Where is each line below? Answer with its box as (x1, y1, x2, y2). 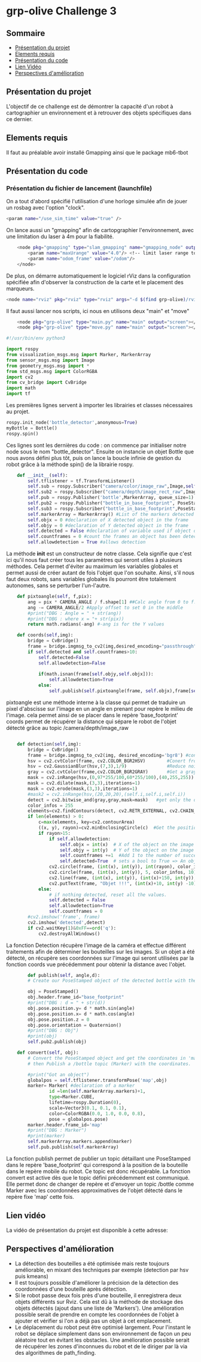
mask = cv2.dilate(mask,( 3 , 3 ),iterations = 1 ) (28, 780, 141, 786)
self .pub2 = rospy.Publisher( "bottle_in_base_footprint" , (28, 500, 175, 506)
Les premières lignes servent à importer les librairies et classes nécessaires (6, 402, 193, 409)
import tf (6, 391, 31, 397)
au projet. (6, 408, 30, 415)
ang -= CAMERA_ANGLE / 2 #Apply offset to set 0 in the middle (28, 605, 184, 611)
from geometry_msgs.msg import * (6, 363, 90, 369)
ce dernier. (6, 115, 33, 122)
